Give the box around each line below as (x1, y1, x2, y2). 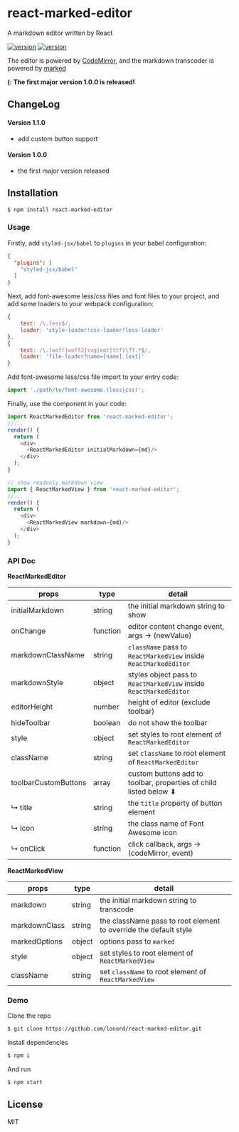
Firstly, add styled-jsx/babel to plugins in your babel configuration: (7, 238, 207, 247)
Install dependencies (7, 1038, 69, 1047)
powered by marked (7, 64, 66, 72)
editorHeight (11, 702, 53, 712)
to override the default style (99, 925, 193, 935)
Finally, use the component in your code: (7, 400, 127, 408)
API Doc (7, 555, 36, 565)
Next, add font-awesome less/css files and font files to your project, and (7, 292, 220, 300)
